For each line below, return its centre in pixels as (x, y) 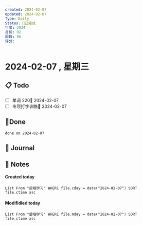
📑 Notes (17, 164)
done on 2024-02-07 (25, 133)
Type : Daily (17, 18)
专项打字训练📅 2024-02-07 (39, 106)
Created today (20, 177)
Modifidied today (23, 203)
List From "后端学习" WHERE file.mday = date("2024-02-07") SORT (71, 214)
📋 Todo (17, 86)
